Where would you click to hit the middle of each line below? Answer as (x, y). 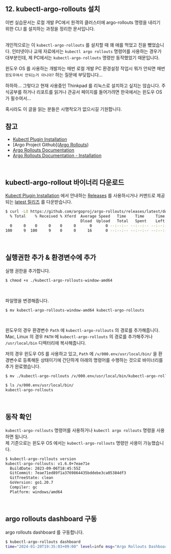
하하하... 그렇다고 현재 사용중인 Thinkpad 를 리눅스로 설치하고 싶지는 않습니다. (83, 85)
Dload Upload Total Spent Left (123, 221)
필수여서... (21, 98)
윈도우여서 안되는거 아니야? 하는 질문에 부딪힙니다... (54, 75)
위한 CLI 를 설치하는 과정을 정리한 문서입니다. (50, 28)
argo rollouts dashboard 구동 (51, 519)
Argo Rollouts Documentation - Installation (57, 155)
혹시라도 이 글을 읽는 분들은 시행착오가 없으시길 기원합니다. (64, 109)
